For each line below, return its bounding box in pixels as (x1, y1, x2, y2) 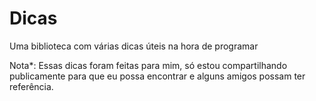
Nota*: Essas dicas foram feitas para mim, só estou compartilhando (9, 59, 288, 71)
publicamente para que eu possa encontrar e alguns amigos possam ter (9, 70, 306, 82)
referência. (9, 80, 54, 92)
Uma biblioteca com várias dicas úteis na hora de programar (9, 40, 259, 52)
